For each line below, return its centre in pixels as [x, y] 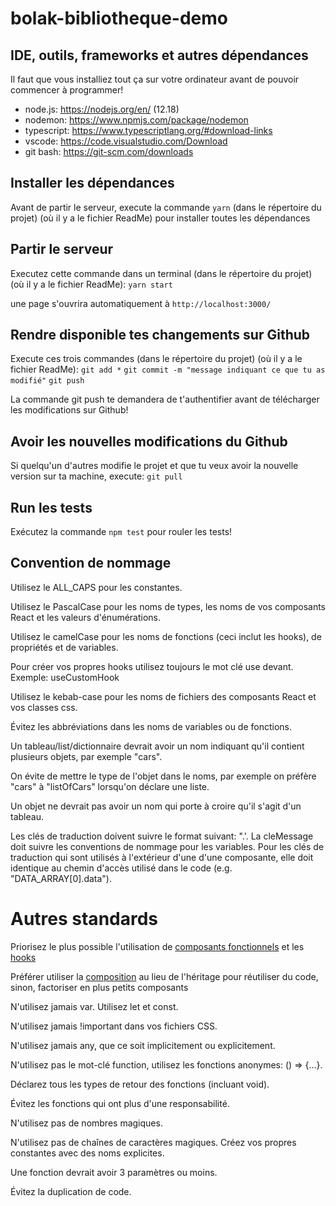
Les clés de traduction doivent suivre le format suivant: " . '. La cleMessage [162, 836]
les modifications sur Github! [69, 410]
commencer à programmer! [67, 90]
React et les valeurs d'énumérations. [86, 617]
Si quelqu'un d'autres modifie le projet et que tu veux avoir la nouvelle [154, 466]
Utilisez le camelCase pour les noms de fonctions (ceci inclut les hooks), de [166, 636]
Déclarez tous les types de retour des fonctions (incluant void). [140, 1084]
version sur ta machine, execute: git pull [96, 476]
